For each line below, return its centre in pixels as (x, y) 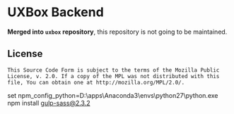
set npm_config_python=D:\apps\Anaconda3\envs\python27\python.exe (113, 95)
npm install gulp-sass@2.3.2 (49, 103)
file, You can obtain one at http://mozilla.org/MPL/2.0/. (96, 82)
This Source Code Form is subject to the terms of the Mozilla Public (113, 70)
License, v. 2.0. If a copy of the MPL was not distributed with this (113, 76)
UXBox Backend (55, 12)
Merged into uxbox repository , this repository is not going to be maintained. (117, 32)
